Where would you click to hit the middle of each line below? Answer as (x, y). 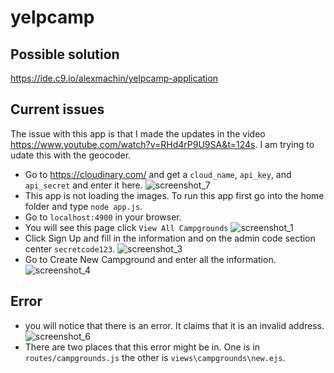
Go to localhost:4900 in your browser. (103, 217)
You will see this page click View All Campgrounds (126, 227)
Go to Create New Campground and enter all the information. (150, 259)
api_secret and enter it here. (83, 185)
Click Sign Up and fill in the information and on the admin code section (170, 238)
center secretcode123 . (70, 248)
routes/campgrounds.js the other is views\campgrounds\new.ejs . (155, 357)
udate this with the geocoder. (71, 155)
